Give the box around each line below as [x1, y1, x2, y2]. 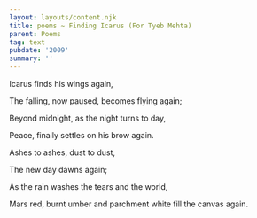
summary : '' [9, 54, 53, 63]
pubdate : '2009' [9, 46, 69, 55]
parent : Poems [9, 29, 62, 38]
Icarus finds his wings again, [9, 79, 113, 89]
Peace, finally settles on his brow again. [9, 130, 154, 140]
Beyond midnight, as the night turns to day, [9, 113, 167, 123]
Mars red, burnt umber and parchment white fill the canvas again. [9, 199, 249, 209]
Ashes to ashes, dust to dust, [9, 147, 116, 158]
